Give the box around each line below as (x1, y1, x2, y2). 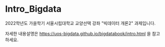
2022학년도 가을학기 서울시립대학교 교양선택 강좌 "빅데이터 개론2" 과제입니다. (5, 20, 156, 26)
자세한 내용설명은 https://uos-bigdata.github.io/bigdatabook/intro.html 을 (5, 30, 151, 36)
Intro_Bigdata (5, 3, 62, 15)
